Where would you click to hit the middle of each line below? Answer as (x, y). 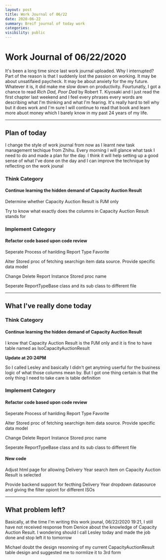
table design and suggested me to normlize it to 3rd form (63, 552)
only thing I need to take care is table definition (53, 378)
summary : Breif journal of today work (45, 23)
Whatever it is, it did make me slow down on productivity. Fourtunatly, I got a (83, 86)
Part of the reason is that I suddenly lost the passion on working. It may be (81, 76)
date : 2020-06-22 (23, 19)
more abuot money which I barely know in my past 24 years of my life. (77, 113)
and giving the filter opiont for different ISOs (50, 489)
